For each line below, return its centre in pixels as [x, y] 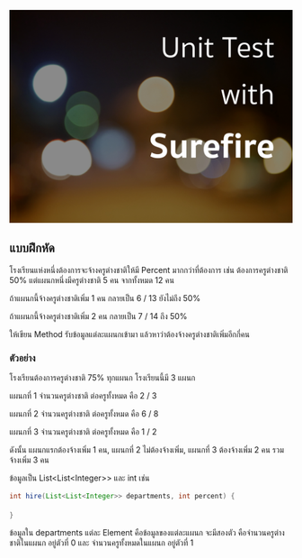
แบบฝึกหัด [32, 248]
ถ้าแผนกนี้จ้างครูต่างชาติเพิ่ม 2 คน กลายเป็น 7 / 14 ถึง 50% [98, 316]
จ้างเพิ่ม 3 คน [29, 460]
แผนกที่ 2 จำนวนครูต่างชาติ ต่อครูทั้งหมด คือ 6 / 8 [84, 414]
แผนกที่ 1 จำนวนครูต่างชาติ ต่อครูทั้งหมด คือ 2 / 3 [83, 396]
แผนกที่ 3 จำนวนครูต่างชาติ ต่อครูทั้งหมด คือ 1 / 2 [83, 432]
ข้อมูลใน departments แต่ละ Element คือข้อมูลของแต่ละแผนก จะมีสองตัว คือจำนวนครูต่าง [147, 532]
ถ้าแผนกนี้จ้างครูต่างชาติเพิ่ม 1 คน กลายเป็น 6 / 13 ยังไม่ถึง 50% [105, 297]
